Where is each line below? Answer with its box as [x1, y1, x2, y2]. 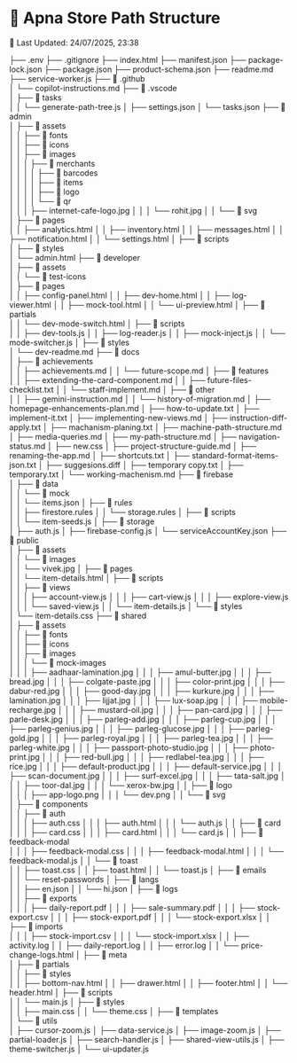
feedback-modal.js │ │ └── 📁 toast [9, 855, 138, 865]
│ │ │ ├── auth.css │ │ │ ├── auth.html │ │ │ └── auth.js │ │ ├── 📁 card [9, 817, 282, 828]
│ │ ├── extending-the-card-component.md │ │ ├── [9, 374, 206, 385]
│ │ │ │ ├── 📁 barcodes [9, 168, 98, 178]
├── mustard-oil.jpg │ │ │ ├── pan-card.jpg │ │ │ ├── [78, 704, 283, 715]
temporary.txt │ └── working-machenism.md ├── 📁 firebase [9, 469, 233, 480]
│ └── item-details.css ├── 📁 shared [9, 610, 147, 621]
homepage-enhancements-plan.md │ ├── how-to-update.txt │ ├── [9, 403, 260, 413]
